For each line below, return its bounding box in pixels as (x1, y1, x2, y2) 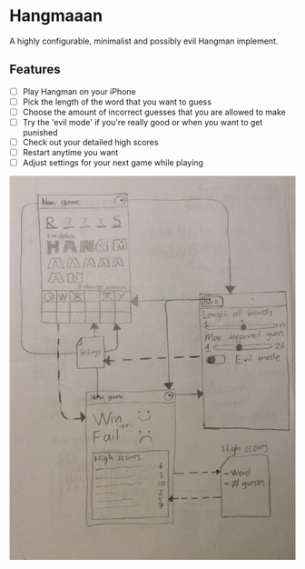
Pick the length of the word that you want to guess (22, 96, 212, 107)
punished (22, 127, 58, 137)
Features (9, 62, 61, 77)
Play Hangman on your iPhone (22, 85, 136, 96)
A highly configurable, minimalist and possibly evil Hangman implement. (9, 35, 279, 46)
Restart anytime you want (22, 147, 119, 158)
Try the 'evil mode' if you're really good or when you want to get (22, 116, 263, 127)
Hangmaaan (9, 5, 103, 26)
